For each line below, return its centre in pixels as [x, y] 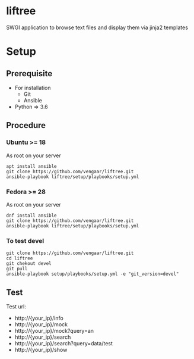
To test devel [25, 241]
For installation [33, 88]
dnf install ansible [32, 216]
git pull [17, 269]
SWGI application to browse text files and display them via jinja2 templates [97, 27]
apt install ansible [32, 166]
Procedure [26, 125]
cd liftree [20, 258]
